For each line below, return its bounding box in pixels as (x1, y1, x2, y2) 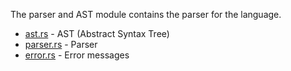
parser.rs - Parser (24, 39, 98, 50)
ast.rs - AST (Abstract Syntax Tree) (24, 28, 170, 39)
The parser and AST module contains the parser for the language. (10, 9, 282, 20)
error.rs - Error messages (24, 49, 130, 61)
